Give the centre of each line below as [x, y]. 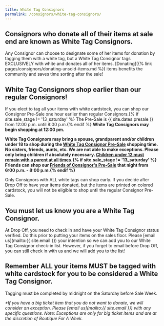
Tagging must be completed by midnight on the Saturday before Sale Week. [81, 293]
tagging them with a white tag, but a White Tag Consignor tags [68, 59]
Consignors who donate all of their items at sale [79, 34]
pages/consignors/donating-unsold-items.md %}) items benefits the [74, 69]
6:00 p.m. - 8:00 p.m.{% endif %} [40, 170]
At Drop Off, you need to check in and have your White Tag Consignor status [82, 230]
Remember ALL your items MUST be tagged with [81, 266]
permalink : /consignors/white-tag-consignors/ [53, 14]
